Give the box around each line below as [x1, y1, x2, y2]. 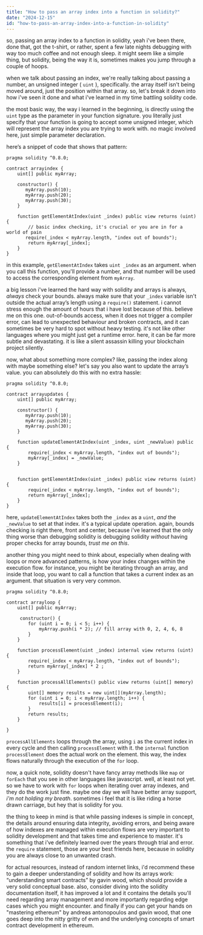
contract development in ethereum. [6, 922, 95, 929]
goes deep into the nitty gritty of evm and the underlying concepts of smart [6, 916, 195, 923]
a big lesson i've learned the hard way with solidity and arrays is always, [6, 286, 187, 294]
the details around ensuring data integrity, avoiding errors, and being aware [6, 819, 195, 827]
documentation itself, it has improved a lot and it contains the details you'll [6, 889, 191, 897]
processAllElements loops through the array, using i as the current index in [6, 738, 193, 745]
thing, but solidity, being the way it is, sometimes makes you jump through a [6, 56, 196, 64]
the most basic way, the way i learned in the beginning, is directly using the [6, 106, 194, 113]
